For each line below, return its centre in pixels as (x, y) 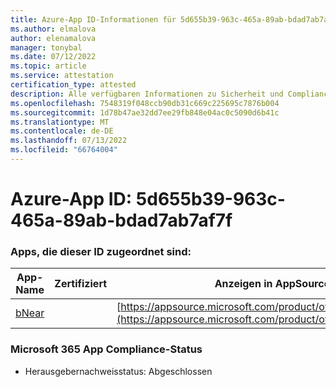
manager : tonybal (46, 47)
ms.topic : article (48, 66)
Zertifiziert (81, 284)
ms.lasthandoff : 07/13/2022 (69, 141)
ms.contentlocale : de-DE (62, 131)
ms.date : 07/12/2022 (53, 57)
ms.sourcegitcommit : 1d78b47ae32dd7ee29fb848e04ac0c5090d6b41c (145, 112)
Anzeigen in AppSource (272, 284)
